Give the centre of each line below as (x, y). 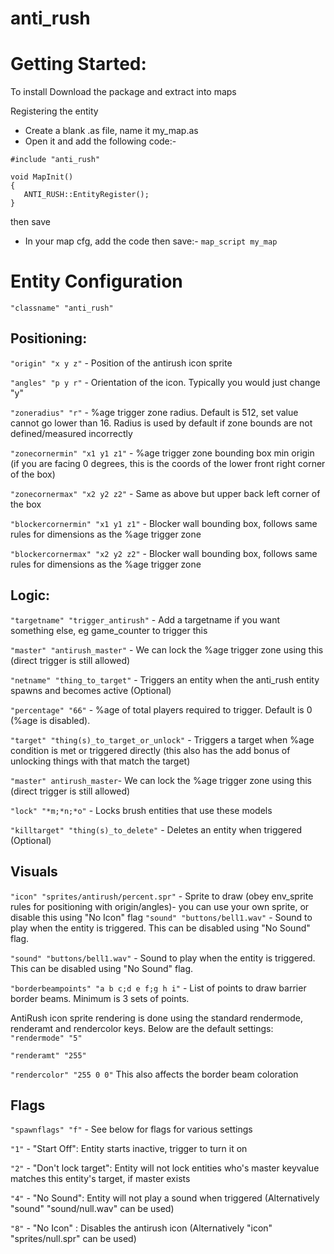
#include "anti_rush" (55, 160)
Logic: (30, 595)
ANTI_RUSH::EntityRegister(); (86, 195)
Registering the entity (54, 111)
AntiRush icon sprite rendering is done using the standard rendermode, (157, 1018)
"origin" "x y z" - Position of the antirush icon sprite (121, 363)
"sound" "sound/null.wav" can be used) (92, 1209)
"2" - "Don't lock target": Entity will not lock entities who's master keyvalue (165, 1168)
